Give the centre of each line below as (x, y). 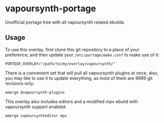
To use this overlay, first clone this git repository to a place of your (72, 49)
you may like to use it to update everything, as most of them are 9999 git (79, 78)
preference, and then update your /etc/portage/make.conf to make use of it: (82, 55)
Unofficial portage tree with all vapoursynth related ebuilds (65, 22)
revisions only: (20, 83)
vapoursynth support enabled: (36, 107)
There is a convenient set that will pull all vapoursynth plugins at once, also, (82, 73)
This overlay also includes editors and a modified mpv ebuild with (71, 101)
